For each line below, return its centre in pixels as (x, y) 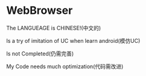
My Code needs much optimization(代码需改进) (65, 66)
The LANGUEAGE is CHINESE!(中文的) (54, 28)
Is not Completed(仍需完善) (40, 53)
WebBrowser (40, 11)
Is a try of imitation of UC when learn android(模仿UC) (73, 40)
